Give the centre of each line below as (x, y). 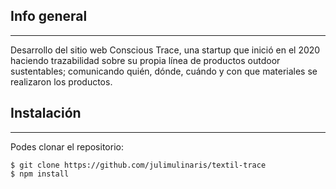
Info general (49, 16)
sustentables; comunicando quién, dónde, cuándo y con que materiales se (164, 71)
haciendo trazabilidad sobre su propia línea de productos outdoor (145, 60)
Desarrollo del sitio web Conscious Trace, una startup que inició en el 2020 (165, 50)
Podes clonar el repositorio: (67, 146)
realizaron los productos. (61, 81)
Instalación (46, 113)
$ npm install (40, 174)
